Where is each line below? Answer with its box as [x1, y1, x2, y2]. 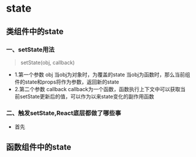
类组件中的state [6, 26, 64, 36]
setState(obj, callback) [20, 59, 75, 66]
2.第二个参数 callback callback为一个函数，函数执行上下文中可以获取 [14, 85, 181, 92]
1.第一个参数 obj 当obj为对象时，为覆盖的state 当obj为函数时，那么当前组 [14, 71, 190, 78]
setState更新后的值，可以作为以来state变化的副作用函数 [19, 93, 154, 100]
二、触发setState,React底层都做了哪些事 [6, 109, 122, 117]
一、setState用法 [6, 46, 55, 54]
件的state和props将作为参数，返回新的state [14, 78, 119, 85]
